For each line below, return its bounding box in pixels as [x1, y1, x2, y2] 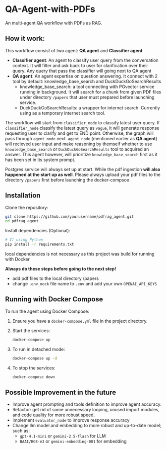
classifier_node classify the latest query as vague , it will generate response [5, 125, 160, 131]
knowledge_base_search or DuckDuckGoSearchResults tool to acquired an [5, 146, 149, 152]
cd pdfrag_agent [5, 219, 39, 224]
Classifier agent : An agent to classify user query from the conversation [12, 57, 159, 63]
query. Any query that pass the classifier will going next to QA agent [12, 68, 152, 74]
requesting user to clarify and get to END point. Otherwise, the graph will [5, 130, 154, 136]
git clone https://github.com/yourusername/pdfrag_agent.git [5, 214, 134, 219]
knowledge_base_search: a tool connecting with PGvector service [19, 84, 155, 90]
